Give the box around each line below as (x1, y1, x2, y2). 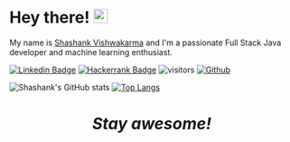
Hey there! (9, 7, 90, 28)
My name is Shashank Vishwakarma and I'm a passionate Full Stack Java (9, 37, 282, 48)
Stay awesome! (91, 114, 212, 134)
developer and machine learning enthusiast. (9, 46, 173, 57)
